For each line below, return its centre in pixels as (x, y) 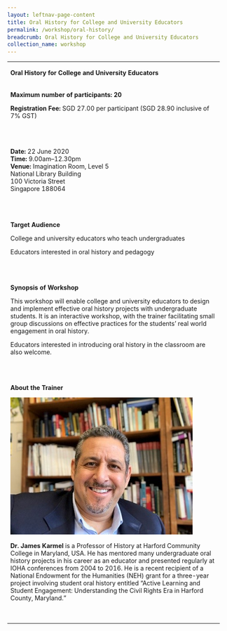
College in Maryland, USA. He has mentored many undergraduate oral (111, 553)
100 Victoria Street (37, 181)
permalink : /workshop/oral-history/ (61, 30)
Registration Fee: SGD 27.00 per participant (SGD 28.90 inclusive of (110, 108)
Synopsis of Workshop (44, 287)
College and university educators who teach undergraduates (98, 238)
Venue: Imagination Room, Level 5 (60, 167)
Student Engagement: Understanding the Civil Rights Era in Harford (107, 591)
